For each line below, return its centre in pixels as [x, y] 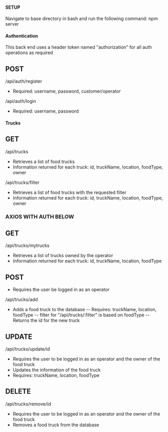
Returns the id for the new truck [46, 320]
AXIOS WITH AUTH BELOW [40, 217]
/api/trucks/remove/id [28, 404]
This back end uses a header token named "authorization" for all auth [79, 47]
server [12, 24]
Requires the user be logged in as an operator [61, 290]
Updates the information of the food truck [57, 370]
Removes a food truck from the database [56, 425]
